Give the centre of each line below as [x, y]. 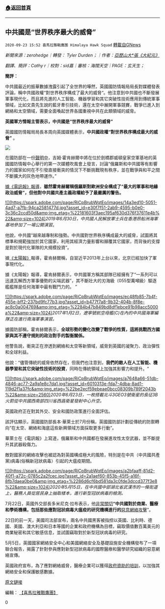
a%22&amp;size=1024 [28, 313]
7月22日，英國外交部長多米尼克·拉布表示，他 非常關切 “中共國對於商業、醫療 [82, 503]
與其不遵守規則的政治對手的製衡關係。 [48, 336]
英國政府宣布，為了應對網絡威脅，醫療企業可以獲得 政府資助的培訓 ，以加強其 [82, 566]
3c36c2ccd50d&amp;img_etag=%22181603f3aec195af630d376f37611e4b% [82, 213]
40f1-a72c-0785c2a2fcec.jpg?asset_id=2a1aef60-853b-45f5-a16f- [73, 476]
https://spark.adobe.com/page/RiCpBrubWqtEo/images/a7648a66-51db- [85, 378]
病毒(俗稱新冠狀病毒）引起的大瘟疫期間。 [53, 461]
